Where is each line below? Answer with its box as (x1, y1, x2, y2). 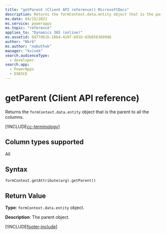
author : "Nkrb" (5, 39, 37, 44)
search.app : (5, 62, 30, 67)
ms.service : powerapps (5, 21, 52, 26)
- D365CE (9, 71, 28, 76)
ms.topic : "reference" (5, 26, 52, 31)
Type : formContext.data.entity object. (5, 205, 84, 211)
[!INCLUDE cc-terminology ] (5, 124, 60, 130)
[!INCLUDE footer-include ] (5, 224, 58, 230)
